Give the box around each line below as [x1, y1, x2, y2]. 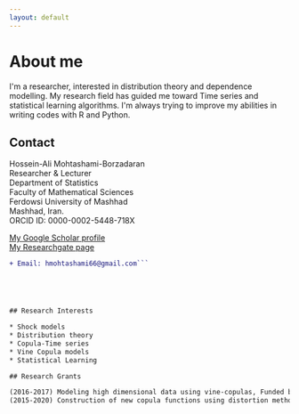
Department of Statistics [9, 177, 99, 188]
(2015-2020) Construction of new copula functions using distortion [9, 396, 269, 405]
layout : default [9, 12, 69, 22]
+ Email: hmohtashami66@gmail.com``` [9, 259, 149, 268]
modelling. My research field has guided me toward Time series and [9, 90, 259, 101]
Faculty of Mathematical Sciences [9, 187, 134, 198]
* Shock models [9, 322, 66, 332]
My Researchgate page [9, 242, 95, 253]
